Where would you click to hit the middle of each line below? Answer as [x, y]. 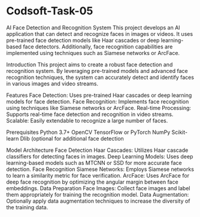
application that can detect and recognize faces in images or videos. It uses [100, 33]
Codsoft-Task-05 [50, 11]
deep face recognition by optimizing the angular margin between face [92, 182]
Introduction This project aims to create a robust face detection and [90, 65]
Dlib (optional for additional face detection [72, 138]
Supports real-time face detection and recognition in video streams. [90, 114]
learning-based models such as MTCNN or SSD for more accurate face [94, 163]
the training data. [27, 207]
